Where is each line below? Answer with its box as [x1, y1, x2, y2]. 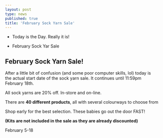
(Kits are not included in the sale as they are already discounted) [5, 118, 138, 124]
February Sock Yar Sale [12, 43, 59, 49]
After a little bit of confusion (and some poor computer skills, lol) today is [5, 70, 151, 76]
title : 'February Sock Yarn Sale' [5, 20, 75, 26]
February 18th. [5, 80, 34, 86]
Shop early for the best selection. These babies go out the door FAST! [5, 108, 145, 114]
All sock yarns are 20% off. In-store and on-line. [5, 90, 102, 96]
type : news [5, 12, 27, 16]
